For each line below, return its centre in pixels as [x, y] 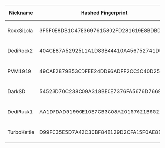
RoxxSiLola [20, 30]
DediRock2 [20, 51]
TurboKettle [21, 132]
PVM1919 [20, 71]
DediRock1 [20, 112]
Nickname [21, 13]
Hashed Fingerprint [104, 13]
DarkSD [16, 92]
